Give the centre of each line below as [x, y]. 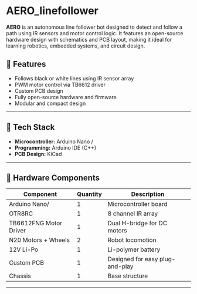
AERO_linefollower [52, 11]
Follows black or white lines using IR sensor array [74, 78]
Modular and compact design [50, 103]
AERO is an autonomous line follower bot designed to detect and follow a [94, 27]
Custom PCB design [39, 91]
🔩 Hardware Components [53, 178]
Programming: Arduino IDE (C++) [55, 147]
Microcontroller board [138, 204]
